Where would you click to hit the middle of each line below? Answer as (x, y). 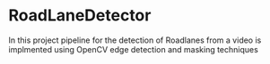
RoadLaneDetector (80, 16)
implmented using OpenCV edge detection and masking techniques (134, 49)
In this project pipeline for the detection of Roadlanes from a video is (135, 40)
